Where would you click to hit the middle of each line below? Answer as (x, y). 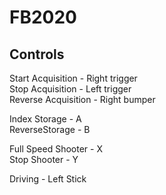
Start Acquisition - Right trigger (73, 78)
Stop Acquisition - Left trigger (70, 89)
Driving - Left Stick (48, 179)
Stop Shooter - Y (44, 159)
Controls (37, 54)
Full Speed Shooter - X (56, 149)
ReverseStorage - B (50, 129)
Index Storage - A (45, 119)
